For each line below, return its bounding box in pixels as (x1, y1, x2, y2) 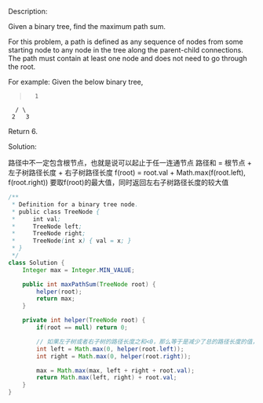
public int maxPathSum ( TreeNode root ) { (22, 280, 156, 289)
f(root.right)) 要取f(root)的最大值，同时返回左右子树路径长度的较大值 (8, 178, 229, 187)
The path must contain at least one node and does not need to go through (8, 54, 247, 63)
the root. (8, 62, 36, 71)
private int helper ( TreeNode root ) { (22, 317, 146, 325)
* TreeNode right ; (11, 230, 86, 238)
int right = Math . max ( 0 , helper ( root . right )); (36, 352, 192, 360)
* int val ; (11, 215, 61, 223)
